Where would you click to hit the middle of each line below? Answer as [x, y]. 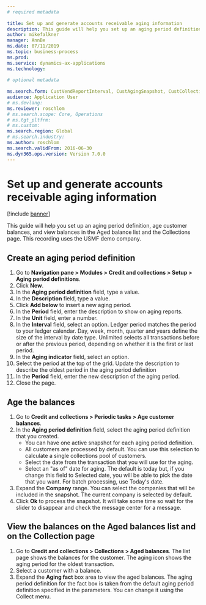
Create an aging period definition [71, 258]
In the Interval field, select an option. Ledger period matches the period [106, 325]
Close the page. [36, 383]
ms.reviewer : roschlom [36, 108]
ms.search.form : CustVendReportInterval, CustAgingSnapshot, [86, 92]
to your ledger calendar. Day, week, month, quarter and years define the [107, 331]
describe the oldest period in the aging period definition [86, 370]
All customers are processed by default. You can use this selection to [112, 449]
